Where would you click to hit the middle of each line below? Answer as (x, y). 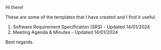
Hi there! (14, 7)
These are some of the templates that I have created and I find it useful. (81, 17)
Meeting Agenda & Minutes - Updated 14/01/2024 (65, 32)
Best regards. (19, 42)
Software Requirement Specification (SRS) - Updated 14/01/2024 (81, 27)
